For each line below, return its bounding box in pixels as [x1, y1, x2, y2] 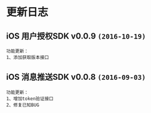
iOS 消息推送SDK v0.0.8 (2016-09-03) [6, 72, 146, 82]
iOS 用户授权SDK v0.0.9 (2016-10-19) [6, 31, 146, 41]
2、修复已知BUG [6, 102, 40, 108]
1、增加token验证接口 [6, 96, 54, 102]
